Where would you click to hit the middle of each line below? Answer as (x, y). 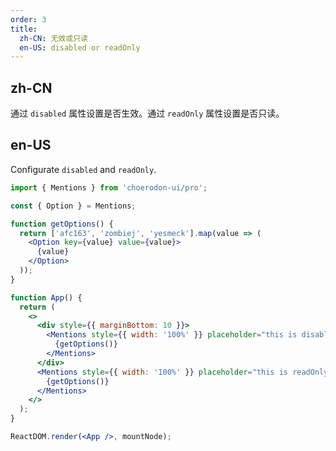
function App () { (46, 297)
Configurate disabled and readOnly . (83, 169)
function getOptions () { (62, 224)
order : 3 (28, 19)
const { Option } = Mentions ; (73, 206)
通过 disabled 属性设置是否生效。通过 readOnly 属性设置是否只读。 (147, 113)
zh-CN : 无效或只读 (53, 38)
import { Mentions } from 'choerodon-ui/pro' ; (109, 187)
